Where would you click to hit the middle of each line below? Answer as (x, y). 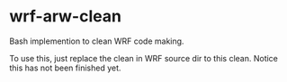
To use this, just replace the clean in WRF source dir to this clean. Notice (144, 58)
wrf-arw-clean (65, 16)
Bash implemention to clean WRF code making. (97, 41)
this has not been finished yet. (65, 68)
